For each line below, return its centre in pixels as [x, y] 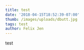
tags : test [17, 24]
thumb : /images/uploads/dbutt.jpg [41, 19]
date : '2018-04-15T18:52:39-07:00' [43, 15]
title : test [18, 10]
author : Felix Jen [24, 29]
